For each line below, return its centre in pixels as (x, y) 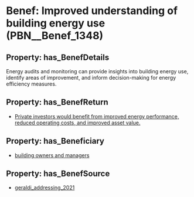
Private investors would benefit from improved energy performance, (97, 116)
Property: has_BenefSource (58, 174)
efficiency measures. (31, 84)
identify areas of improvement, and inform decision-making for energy (91, 78)
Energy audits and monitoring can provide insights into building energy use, (97, 71)
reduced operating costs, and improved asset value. (77, 123)
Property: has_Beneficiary (55, 141)
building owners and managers (52, 155)
